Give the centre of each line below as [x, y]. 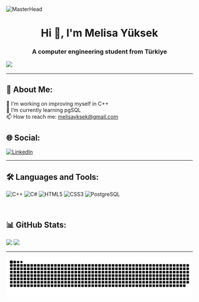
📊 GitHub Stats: [36, 225]
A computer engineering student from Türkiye [99, 52]
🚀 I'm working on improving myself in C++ [57, 104]
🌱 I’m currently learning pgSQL [44, 110]
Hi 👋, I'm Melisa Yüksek [99, 33]
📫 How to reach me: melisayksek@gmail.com [62, 117]
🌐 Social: [23, 137]
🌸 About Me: [30, 89]
